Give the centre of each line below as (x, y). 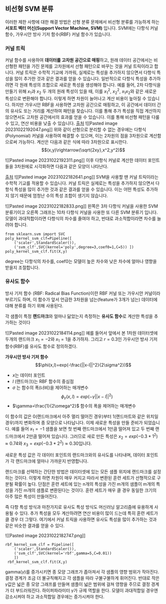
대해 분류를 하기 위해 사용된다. (34, 305)
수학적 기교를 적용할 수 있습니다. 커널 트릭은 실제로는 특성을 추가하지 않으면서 (80, 183)
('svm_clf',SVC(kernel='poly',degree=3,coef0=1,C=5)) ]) (74, 247)
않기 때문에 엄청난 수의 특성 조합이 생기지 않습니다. (59, 196)
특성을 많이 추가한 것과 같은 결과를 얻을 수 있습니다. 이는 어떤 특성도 (80, 189)
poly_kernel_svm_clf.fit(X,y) (36, 251)
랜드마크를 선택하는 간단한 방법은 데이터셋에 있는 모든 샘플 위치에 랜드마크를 (79, 471)
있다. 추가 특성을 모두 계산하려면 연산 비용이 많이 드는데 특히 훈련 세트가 (89, 513)
